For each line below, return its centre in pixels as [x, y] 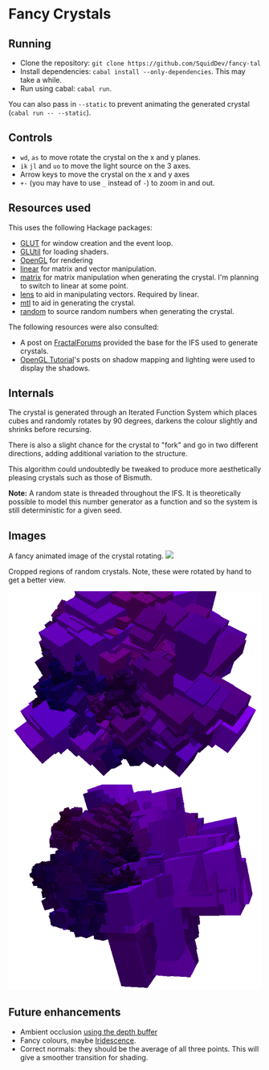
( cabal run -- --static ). [50, 112]
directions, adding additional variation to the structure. [98, 454]
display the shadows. [55, 368]
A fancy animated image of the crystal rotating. [86, 556]
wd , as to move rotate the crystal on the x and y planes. [110, 157]
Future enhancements [65, 1013]
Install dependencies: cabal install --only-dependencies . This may [133, 71]
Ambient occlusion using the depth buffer [89, 1031]
